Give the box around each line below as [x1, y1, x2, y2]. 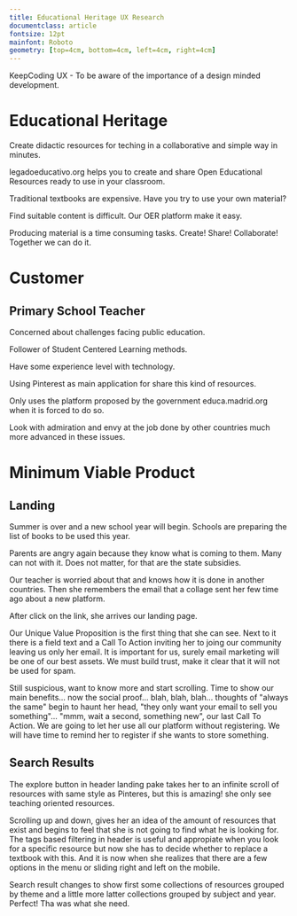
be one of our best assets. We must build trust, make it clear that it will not [9, 656, 281, 667]
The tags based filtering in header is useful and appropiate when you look [9, 834, 279, 844]
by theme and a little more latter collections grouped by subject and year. [9, 889, 277, 899]
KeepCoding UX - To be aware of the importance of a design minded [9, 70, 261, 81]
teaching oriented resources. [9, 797, 115, 808]
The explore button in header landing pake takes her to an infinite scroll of [9, 779, 279, 789]
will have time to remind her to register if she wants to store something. [9, 730, 269, 740]
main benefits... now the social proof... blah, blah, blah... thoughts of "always [9, 693, 289, 703]
